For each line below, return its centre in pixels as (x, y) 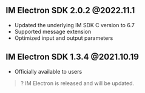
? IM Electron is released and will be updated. (77, 83)
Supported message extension (53, 31)
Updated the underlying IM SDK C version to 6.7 (74, 25)
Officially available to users (48, 71)
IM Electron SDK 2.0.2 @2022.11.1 (70, 11)
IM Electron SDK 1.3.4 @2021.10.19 (72, 57)
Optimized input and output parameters (64, 38)
